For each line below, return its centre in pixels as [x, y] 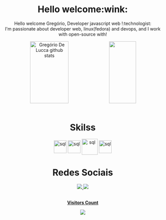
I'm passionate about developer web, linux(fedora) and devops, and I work [83, 28]
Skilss [83, 128]
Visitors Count [83, 202]
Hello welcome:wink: [83, 9]
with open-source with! [83, 34]
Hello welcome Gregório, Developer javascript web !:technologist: [83, 23]
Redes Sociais [83, 172]
